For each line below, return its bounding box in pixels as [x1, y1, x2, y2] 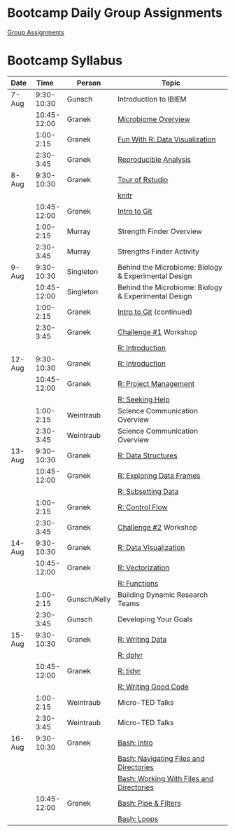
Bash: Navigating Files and [117, 753, 205, 763]
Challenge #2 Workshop [117, 522, 198, 532]
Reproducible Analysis [117, 154, 191, 164]
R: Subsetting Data [117, 486, 179, 496]
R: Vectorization [117, 563, 170, 572]
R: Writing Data [117, 634, 167, 644]
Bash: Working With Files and [117, 773, 214, 783]
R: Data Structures [117, 450, 178, 460]
